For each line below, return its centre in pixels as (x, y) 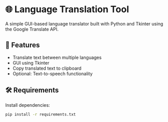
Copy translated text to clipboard (47, 68)
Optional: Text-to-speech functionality (53, 73)
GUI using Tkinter (31, 63)
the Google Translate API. (32, 29)
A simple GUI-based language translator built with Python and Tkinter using (84, 23)
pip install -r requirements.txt (41, 114)
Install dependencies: (28, 105)
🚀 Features (23, 45)
